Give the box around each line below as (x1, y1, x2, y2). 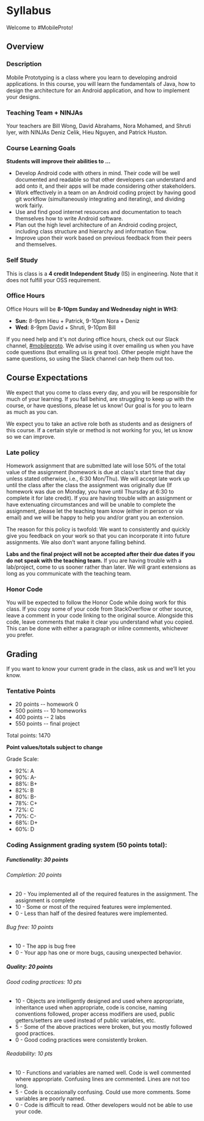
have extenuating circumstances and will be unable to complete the (6, 500, 176, 508)
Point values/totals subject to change (6, 744, 103, 751)
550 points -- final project (15, 720, 80, 727)
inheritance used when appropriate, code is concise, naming (15, 1003, 167, 1011)
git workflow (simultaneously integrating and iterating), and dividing (15, 196, 185, 203)
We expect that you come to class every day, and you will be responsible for (6, 388, 198, 396)
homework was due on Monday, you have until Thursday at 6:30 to (6, 488, 174, 495)
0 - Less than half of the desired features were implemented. (15, 909, 168, 917)
